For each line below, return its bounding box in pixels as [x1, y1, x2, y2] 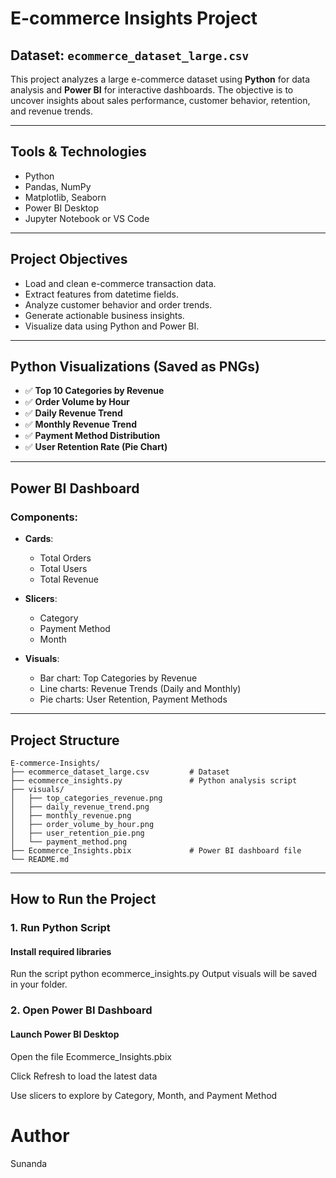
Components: [10, 510, 79, 524]
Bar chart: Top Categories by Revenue [39, 672, 198, 684]
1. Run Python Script [10, 921, 111, 935]
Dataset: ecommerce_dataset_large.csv [10, 47, 250, 64]
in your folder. [10, 978, 68, 991]
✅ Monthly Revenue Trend [24, 418, 137, 431]
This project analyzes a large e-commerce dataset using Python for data [10, 73, 311, 85]
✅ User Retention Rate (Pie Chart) [24, 441, 168, 453]
